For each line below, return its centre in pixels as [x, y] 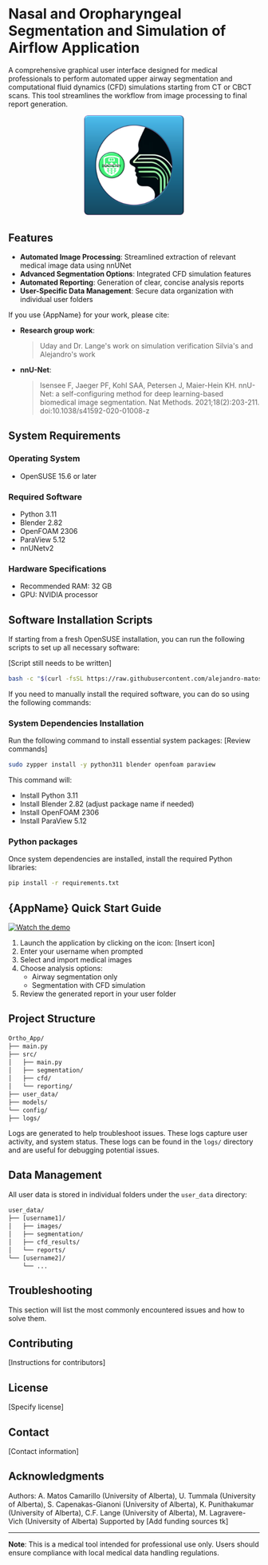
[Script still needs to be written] [60, 663]
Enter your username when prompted [81, 951]
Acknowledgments [57, 1477]
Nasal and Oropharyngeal [95, 14]
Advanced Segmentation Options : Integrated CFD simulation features [135, 273]
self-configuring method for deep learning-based [142, 393]
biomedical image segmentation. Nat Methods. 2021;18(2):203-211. [150, 402]
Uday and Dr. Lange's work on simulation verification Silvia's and [146, 345]
